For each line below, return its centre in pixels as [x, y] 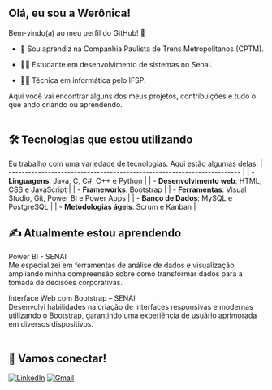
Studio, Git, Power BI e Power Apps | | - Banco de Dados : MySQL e [121, 197]
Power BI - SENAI [38, 257]
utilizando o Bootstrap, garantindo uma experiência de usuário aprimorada [133, 315]
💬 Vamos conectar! [58, 358]
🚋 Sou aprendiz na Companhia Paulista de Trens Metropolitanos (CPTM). [142, 49]
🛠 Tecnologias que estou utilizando [101, 140]
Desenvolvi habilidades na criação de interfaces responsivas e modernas [131, 307]
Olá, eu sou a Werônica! [70, 13]
